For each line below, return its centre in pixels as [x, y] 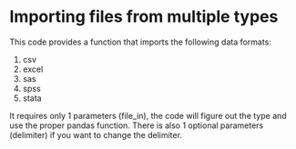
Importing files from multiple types [144, 17]
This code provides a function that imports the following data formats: [140, 42]
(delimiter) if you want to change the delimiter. [96, 134]
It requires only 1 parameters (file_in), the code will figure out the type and [148, 115]
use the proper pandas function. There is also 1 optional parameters [137, 125]
